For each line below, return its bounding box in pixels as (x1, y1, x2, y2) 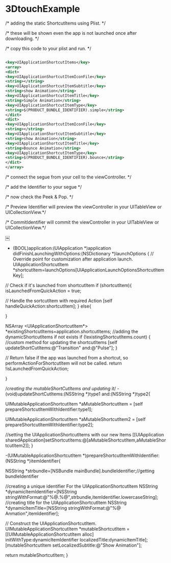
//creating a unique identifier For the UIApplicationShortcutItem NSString (5, 483, 158, 490)
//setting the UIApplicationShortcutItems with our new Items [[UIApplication (5, 432, 164, 438)
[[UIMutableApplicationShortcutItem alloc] (5, 531, 94, 537)
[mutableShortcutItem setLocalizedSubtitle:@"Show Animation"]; (5, 542, 142, 549)
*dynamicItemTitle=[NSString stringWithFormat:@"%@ (5, 505, 121, 511)
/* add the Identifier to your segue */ (5, 184, 82, 190)
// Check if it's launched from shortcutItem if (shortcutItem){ (5, 283, 132, 289)
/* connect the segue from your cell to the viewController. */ (5, 174, 132, 180)
